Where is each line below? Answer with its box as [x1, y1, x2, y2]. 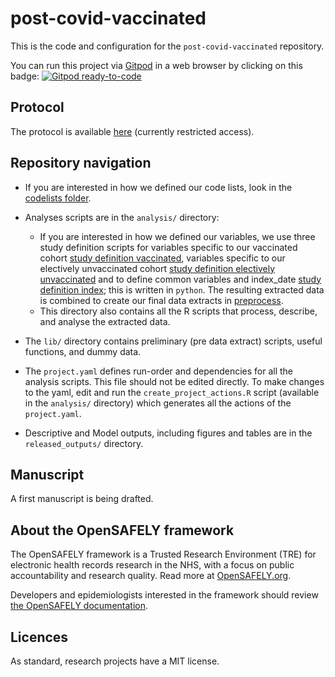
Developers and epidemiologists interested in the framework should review [10, 589, 319, 601]
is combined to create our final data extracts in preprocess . [39, 294, 284, 306]
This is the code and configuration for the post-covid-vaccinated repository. [10, 40, 325, 52]
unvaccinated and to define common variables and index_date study [39, 273, 322, 285]
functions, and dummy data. [24, 345, 142, 357]
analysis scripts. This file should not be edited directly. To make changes [24, 375, 325, 387]
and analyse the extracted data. [39, 315, 171, 327]
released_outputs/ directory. [24, 437, 144, 449]
